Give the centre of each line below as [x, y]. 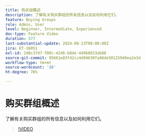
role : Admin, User [25, 24]
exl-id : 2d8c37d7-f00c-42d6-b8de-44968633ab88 [56, 53]
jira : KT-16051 [22, 48]
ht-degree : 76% [22, 72]
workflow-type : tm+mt [28, 63]
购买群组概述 [33, 104]
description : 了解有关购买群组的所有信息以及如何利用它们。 [62, 15]
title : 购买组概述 [23, 10]
